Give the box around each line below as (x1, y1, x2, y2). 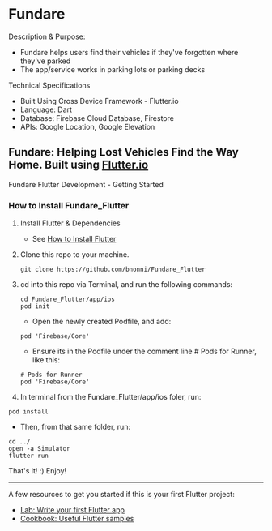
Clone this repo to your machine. (19, 250, 130, 259)
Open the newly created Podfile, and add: (32, 317, 172, 327)
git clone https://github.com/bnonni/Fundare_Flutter (19, 265, 206, 274)
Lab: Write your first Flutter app (19, 505, 125, 515)
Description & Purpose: (8, 32, 86, 41)
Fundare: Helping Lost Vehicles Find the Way (8, 145, 239, 159)
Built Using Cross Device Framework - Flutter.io (19, 96, 180, 105)
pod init (19, 302, 50, 310)
